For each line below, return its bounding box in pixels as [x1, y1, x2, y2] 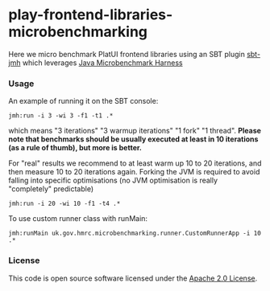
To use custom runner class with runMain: [8, 214, 147, 223]
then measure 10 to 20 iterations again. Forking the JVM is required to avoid [8, 167, 260, 177]
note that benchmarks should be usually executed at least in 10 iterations [8, 134, 259, 144]
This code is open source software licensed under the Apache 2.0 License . [8, 273, 258, 283]
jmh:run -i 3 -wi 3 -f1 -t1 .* [8, 112, 114, 120]
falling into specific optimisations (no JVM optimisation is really [8, 175, 218, 186]
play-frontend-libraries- [8, 6, 173, 24]
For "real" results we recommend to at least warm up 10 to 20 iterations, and [8, 158, 262, 168]
